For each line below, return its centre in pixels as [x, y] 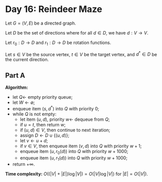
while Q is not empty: [34, 114]
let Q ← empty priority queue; [42, 97]
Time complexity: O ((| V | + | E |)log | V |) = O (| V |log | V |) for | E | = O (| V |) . [76, 174]
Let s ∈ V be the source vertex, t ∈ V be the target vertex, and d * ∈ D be [81, 54]
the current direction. [27, 60]
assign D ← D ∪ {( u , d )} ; [45, 135]
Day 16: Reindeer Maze [54, 9]
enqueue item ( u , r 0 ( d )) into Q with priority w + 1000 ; [74, 152]
